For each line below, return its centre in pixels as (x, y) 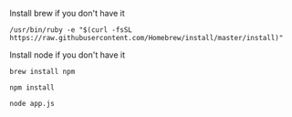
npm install (32, 88)
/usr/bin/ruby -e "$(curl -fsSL (71, 30)
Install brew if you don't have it (67, 13)
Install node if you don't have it (68, 55)
